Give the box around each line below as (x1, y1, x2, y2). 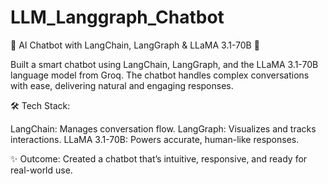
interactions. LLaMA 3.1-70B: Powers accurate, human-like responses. (10, 133, 300, 145)
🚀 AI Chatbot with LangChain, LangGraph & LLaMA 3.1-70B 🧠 (10, 39, 260, 51)
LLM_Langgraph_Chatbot (10, 6, 225, 29)
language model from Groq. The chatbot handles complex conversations (10, 69, 310, 81)
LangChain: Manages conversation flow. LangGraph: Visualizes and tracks (10, 122, 317, 135)
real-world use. (10, 164, 73, 176)
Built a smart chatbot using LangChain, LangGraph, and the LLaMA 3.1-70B (10, 58, 319, 70)
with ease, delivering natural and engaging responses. (10, 79, 234, 91)
